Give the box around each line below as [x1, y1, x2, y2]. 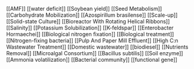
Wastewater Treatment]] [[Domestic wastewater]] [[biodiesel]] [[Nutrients [6, 43, 189, 50]
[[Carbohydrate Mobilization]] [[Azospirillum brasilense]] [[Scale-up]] [6, 11, 178, 19]
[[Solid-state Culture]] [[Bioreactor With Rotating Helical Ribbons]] [6, 18, 170, 25]
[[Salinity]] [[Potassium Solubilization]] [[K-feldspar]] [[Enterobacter [6, 24, 174, 31]
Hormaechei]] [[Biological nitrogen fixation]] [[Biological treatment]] [6, 31, 174, 38]
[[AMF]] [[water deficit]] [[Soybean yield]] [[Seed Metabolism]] [6, 5, 162, 12]
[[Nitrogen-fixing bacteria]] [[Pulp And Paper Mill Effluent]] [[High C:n [6, 37, 178, 44]
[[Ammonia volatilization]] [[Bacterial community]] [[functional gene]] [6, 56, 178, 63]
